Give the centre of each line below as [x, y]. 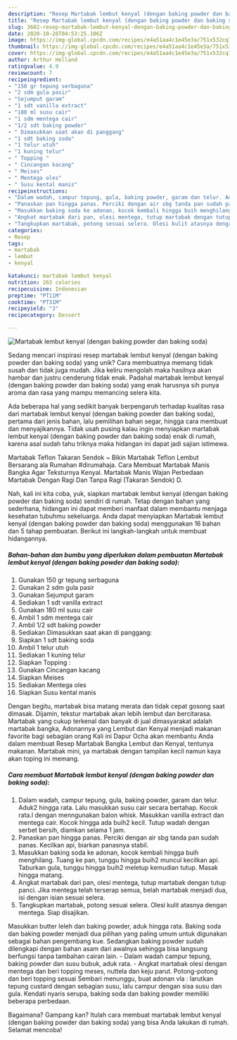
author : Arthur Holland [43, 60]
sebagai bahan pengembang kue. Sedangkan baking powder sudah [106, 941]
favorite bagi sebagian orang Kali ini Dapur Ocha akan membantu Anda [111, 736]
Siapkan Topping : [44, 662]
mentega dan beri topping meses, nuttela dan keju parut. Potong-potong [113, 971]
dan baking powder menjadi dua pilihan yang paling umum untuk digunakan [117, 933]
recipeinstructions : [38, 191]
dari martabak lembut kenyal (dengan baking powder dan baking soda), [111, 414]
